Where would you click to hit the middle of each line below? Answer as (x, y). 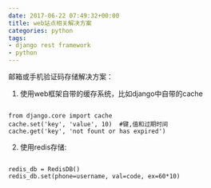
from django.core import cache (60, 116)
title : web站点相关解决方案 (50, 23)
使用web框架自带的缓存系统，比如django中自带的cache (111, 94)
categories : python (41, 30)
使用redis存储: (43, 147)
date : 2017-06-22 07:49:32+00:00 (64, 16)
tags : (17, 38)
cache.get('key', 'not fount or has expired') (87, 131)
